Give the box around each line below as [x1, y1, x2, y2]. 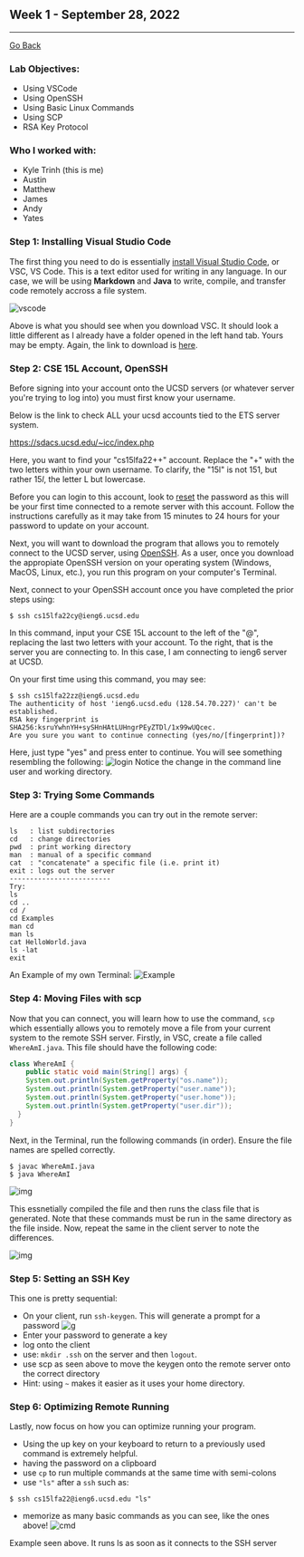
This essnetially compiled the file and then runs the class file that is [9, 1203, 260, 1214]
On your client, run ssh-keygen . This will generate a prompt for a [22, 1310, 261, 1321]
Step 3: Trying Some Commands [9, 788, 156, 801]
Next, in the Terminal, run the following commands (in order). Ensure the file [9, 1135, 292, 1146]
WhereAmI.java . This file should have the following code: [9, 1041, 217, 1052]
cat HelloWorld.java [9, 938, 88, 947]
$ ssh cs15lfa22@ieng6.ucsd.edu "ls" [9, 1494, 152, 1504]
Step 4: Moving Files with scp [9, 992, 142, 1005]
